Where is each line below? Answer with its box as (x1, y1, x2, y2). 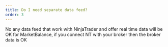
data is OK (5, 36, 27, 43)
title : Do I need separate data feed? (5, 7, 88, 13)
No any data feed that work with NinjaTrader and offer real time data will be (5, 26, 163, 32)
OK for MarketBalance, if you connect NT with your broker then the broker (5, 31, 161, 37)
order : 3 (5, 12, 24, 17)
